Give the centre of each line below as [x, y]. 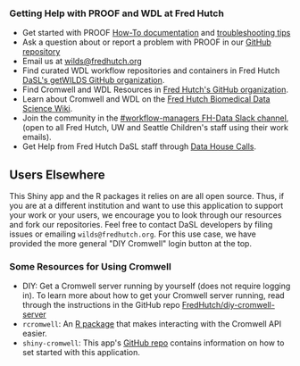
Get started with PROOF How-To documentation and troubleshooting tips [156, 33]
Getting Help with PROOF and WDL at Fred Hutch [117, 13]
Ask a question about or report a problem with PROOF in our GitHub [147, 42]
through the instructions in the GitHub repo [101, 305]
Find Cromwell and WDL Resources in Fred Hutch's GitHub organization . [155, 90]
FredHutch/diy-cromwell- [228, 305]
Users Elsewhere [57, 175]
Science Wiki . [47, 109]
